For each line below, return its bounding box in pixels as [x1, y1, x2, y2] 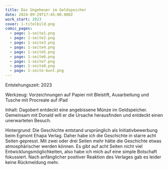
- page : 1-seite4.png [10, 45, 55, 50]
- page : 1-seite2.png [10, 36, 55, 41]
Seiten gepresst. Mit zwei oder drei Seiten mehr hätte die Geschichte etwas [5, 138, 162, 144]
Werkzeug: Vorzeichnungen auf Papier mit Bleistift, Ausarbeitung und [5, 92, 149, 98]
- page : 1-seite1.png [10, 31, 55, 36]
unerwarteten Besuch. [5, 118, 51, 123]
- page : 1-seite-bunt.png [10, 68, 64, 73]
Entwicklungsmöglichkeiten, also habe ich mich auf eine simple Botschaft [5, 149, 157, 154]
